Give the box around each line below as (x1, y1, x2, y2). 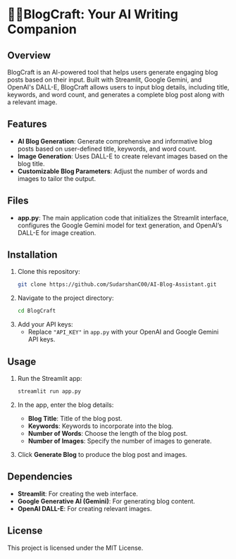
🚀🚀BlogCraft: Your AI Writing (7, 6, 178, 23)
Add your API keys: (17, 320, 73, 329)
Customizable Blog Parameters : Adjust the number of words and (17, 167, 208, 175)
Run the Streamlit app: (17, 375, 82, 382)
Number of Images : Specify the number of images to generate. (27, 436, 212, 445)
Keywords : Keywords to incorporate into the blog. (27, 422, 174, 430)
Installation (7, 249, 58, 261)
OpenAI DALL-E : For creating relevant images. (17, 504, 152, 513)
